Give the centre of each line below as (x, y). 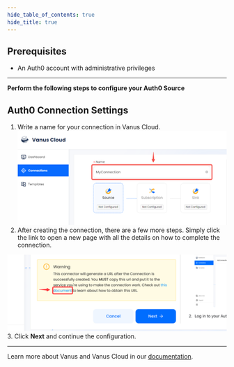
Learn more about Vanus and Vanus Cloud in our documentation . (100, 356)
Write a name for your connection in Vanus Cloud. (89, 127)
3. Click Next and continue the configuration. (72, 336)
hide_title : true (32, 22)
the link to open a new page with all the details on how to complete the (119, 238)
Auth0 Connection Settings (68, 110)
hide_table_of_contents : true (51, 15)
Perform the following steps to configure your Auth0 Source (96, 88)
